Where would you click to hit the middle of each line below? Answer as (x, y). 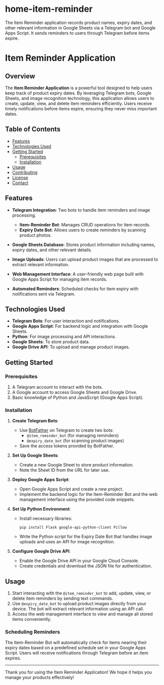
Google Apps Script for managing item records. (60, 279)
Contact (20, 183)
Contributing (25, 172)
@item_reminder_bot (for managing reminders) (73, 436)
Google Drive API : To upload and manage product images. (71, 347)
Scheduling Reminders (32, 632)
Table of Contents (33, 129)
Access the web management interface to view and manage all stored (82, 614)
